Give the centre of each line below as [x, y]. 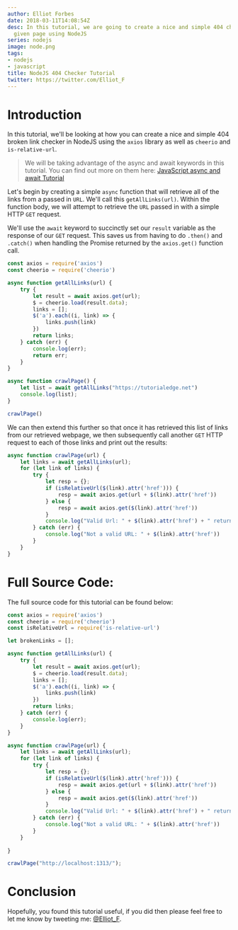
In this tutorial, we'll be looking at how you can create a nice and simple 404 [118, 134]
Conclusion [42, 892]
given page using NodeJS [50, 34]
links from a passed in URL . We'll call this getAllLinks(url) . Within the [109, 200]
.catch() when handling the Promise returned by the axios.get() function [115, 243]
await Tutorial [45, 178]
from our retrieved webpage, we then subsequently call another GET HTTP [115, 435]
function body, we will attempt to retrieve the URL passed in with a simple [113, 207]
